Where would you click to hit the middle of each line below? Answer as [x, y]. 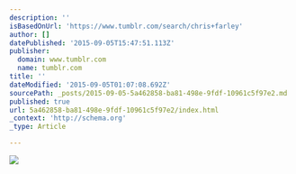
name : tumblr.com [50, 69]
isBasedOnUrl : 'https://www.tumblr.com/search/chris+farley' [126, 26]
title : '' [28, 77]
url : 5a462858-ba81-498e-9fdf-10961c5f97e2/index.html [114, 110]
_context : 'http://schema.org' [68, 118]
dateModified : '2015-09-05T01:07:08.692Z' [90, 85]
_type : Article [38, 127]
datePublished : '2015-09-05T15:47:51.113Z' [92, 43]
